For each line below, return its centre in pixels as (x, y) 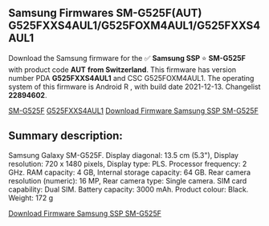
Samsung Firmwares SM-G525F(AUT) (105, 13)
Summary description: (65, 136)
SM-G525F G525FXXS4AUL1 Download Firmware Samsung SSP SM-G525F (133, 111)
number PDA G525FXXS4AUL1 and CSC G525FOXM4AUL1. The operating (131, 78)
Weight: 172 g (31, 198)
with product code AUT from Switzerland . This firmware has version (122, 69)
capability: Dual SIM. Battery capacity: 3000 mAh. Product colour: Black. (128, 189)
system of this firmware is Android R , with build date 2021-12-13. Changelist (134, 87)
